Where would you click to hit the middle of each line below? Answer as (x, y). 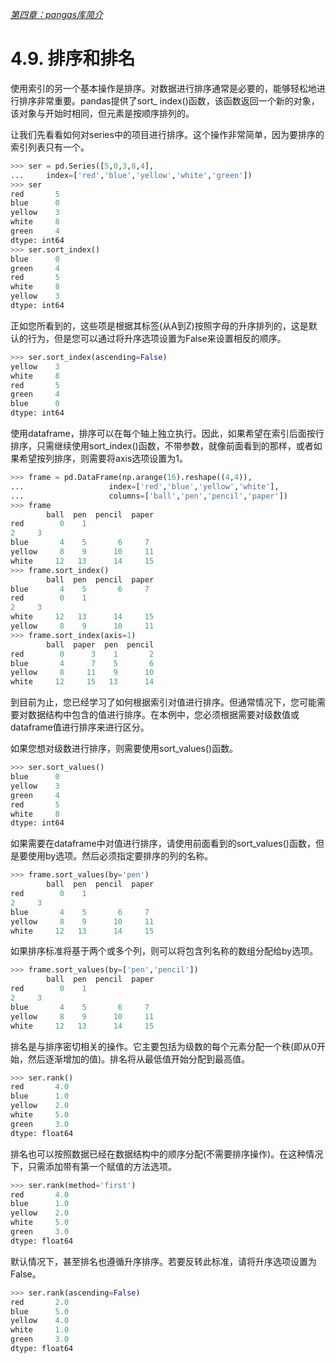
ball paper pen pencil (100, 644)
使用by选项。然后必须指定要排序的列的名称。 (120, 856)
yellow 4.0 (40, 1321)
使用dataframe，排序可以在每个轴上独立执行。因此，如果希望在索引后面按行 (167, 434)
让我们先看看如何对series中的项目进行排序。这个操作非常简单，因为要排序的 (167, 134)
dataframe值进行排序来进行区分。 (80, 727)
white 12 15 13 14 (82, 682)
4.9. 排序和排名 (73, 59)
